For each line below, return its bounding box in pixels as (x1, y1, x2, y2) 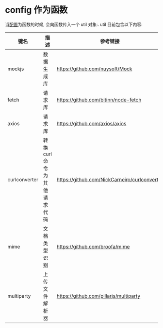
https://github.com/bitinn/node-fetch (56, 96, 142, 103)
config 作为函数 (5, 4, 68, 16)
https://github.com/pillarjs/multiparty (56, 292, 141, 299)
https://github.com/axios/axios (56, 120, 127, 127)
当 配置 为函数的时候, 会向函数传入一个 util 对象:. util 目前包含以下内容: (5, 21, 143, 27)
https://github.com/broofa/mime (56, 243, 130, 250)
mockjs (7, 65, 24, 72)
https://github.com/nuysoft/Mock (56, 65, 132, 72)
